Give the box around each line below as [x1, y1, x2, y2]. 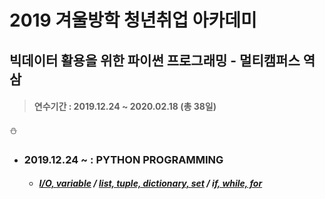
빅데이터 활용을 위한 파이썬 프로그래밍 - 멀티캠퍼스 [9, 52, 301, 69]
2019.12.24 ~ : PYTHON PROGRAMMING [23, 152, 224, 166]
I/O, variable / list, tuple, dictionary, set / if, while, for [38, 177, 263, 190]
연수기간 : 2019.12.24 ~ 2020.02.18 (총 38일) [33, 101, 217, 113]
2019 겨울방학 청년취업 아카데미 [9, 9, 257, 32]
